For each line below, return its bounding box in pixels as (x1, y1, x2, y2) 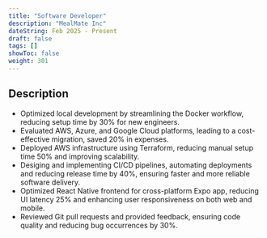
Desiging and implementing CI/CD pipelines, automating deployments (19, 159, 252, 170)
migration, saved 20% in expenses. (51, 134, 169, 144)
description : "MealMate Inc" (8, 19, 107, 28)
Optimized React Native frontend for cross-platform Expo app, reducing (19, 185, 259, 195)
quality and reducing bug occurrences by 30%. (19, 220, 178, 230)
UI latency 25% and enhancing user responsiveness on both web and (19, 194, 252, 204)
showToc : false (8, 49, 60, 57)
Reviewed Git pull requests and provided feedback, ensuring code (19, 211, 241, 221)
